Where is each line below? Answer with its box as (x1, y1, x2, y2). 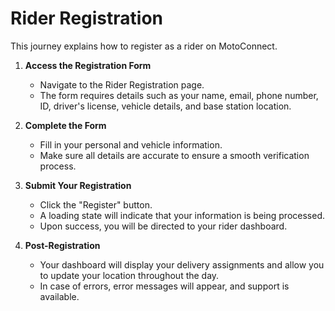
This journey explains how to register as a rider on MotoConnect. (10, 40, 278, 52)
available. (39, 290, 80, 302)
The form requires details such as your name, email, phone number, (39, 89, 319, 101)
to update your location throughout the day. (39, 269, 220, 281)
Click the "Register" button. (39, 198, 153, 211)
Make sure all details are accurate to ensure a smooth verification (39, 149, 310, 161)
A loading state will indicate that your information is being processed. (39, 209, 325, 221)
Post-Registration (24, 239, 101, 251)
